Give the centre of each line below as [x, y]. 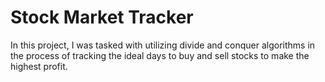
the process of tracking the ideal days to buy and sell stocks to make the [160, 55]
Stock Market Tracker [102, 17]
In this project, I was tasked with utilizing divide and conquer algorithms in [163, 45]
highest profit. [39, 66]
